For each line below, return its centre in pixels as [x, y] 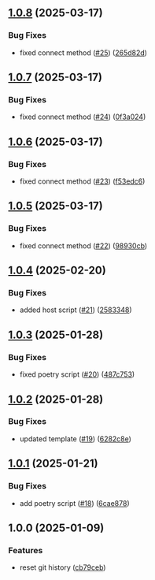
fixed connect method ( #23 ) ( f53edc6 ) [82, 181]
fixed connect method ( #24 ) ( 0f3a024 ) [83, 117]
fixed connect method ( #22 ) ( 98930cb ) [83, 245]
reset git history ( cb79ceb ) [63, 567]
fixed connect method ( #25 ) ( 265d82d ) [83, 52]
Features [26, 550]
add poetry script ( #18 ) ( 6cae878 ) [74, 503]
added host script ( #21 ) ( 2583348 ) [76, 310]
